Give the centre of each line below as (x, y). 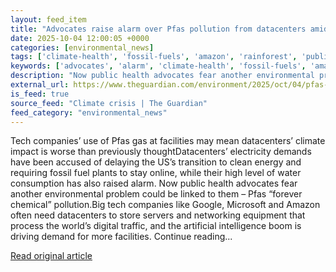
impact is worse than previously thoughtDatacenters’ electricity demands (161, 152)
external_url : (40, 85)
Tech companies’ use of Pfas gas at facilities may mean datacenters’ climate (168, 141)
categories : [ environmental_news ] (82, 47)
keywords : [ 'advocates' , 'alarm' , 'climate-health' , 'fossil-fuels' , (158, 66)
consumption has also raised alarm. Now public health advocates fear (154, 183)
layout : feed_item (48, 19)
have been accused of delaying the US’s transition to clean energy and (156, 162)
